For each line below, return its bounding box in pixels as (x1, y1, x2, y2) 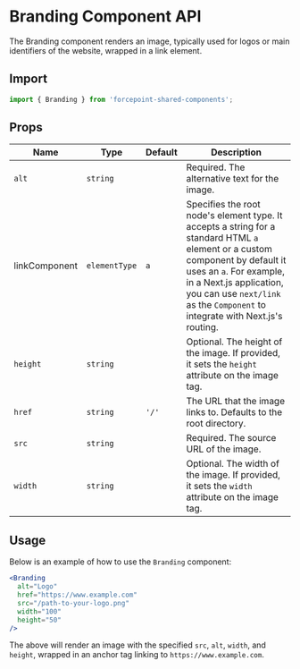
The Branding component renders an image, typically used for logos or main (9, 36, 290, 47)
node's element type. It (186, 209, 283, 222)
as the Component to (186, 299, 266, 311)
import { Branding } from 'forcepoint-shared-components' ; (9, 95, 234, 104)
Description (211, 146, 262, 158)
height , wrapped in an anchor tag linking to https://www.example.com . (9, 649, 265, 660)
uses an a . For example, (186, 266, 286, 278)
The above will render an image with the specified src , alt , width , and (9, 639, 266, 650)
